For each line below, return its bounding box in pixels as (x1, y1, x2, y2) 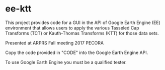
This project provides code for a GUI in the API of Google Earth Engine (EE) (5, 19, 161, 25)
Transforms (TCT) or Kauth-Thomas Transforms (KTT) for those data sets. (5, 30, 159, 36)
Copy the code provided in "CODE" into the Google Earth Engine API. (5, 49, 148, 55)
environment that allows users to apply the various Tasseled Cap (5, 24, 139, 30)
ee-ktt (5, 3, 32, 14)
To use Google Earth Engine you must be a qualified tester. (5, 59, 127, 65)
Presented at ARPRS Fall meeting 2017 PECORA (5, 39, 104, 45)
